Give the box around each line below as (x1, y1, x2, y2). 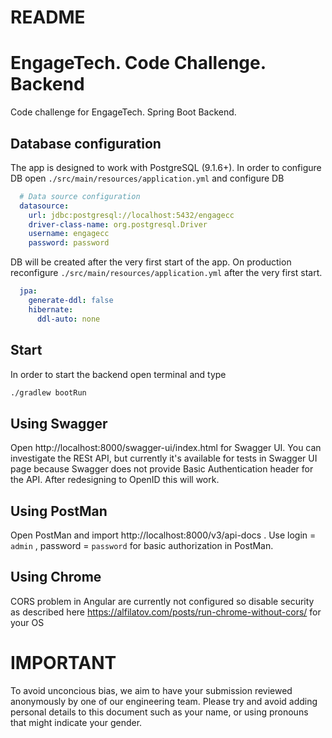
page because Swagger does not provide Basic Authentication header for (10, 463, 314, 475)
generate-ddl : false (28, 296, 114, 306)
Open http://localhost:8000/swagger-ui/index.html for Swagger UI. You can (10, 442, 322, 454)
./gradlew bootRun (10, 387, 87, 398)
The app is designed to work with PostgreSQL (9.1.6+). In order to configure (10, 161, 322, 173)
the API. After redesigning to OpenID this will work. (10, 474, 220, 486)
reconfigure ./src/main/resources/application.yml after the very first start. (10, 267, 323, 279)
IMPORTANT (10, 652, 117, 674)
